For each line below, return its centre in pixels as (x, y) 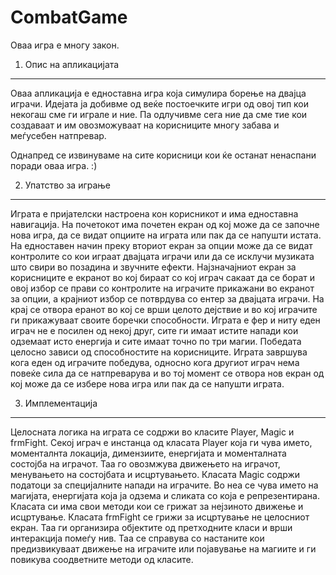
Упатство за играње (68, 185)
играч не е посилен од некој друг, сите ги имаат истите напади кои (154, 330)
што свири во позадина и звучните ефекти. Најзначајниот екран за (153, 267)
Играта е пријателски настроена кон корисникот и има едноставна (154, 213)
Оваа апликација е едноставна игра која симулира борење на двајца (158, 93)
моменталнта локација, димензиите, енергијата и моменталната (148, 453)
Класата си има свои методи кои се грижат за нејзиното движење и (157, 506)
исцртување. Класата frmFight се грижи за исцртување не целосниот (160, 517)
